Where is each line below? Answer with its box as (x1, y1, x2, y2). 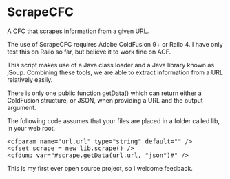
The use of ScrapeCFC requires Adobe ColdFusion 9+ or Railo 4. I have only (7, 40, 223, 48)
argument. (7, 103, 36, 112)
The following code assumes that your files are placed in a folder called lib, (7, 116, 220, 125)
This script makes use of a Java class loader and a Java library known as (7, 61, 215, 69)
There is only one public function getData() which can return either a (7, 89, 202, 97)
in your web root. (7, 124, 56, 132)
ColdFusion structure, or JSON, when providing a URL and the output (7, 96, 203, 104)
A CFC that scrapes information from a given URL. (7, 27, 149, 35)
